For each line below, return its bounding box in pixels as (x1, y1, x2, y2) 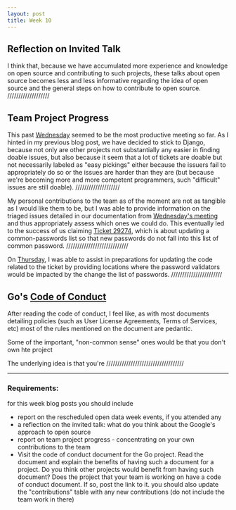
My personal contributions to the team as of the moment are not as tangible (7, 197, 226, 205)
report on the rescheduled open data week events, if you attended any (17, 413, 222, 421)
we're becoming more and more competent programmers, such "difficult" (7, 175, 221, 184)
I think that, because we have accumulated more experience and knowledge (7, 61, 228, 70)
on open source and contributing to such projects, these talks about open (7, 69, 220, 77)
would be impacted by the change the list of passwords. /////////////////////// (7, 270, 223, 279)
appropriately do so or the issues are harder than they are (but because (7, 168, 214, 177)
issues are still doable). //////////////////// (7, 183, 120, 192)
